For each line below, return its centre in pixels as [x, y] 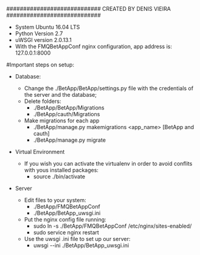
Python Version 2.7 [39, 33]
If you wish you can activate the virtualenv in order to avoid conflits [108, 163]
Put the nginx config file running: [65, 219]
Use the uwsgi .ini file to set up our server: [77, 239]
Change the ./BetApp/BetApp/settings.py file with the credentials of [109, 88]
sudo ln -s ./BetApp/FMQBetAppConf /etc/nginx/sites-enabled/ [112, 226]
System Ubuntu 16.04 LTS [47, 27]
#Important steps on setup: [40, 65]
